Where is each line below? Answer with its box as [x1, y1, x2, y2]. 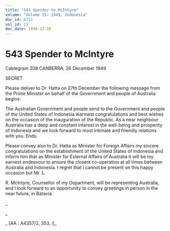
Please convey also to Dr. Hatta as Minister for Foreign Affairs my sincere [5, 143, 159, 149]
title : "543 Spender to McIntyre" [5, 7, 79, 13]
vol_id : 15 [5, 21, 29, 27]
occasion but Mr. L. [5, 170, 46, 176]
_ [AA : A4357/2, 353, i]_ [5, 220, 57, 226]
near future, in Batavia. [5, 191, 54, 197]
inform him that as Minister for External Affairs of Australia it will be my [5, 153, 154, 160]
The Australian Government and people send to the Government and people [5, 106, 165, 112]
